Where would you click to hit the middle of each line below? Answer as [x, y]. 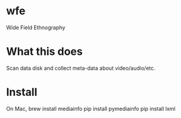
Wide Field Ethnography [36, 27]
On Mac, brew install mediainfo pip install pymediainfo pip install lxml [91, 108]
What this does [45, 52]
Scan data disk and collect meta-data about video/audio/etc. [81, 68]
